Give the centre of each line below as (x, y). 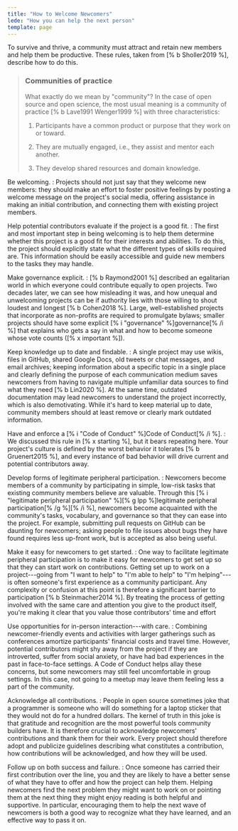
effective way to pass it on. (47, 820)
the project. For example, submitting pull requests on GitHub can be (107, 523)
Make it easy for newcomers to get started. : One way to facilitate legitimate (118, 551)
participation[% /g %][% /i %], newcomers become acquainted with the (113, 508)
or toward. (50, 133)
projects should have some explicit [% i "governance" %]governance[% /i (115, 323)
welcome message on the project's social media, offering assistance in (111, 197)
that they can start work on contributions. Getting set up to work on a (108, 567)
